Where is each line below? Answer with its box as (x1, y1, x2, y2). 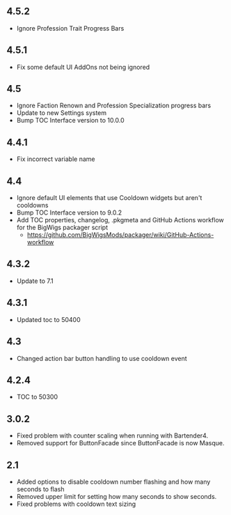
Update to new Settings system (16, 109, 107, 117)
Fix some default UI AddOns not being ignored (16, 63, 150, 71)
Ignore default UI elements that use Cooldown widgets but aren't (16, 194, 202, 202)
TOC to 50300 (16, 393, 58, 401)
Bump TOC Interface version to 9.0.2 (16, 208, 122, 217)
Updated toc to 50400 (16, 315, 81, 323)
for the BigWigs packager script (16, 223, 109, 232)
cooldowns (16, 201, 49, 210)
